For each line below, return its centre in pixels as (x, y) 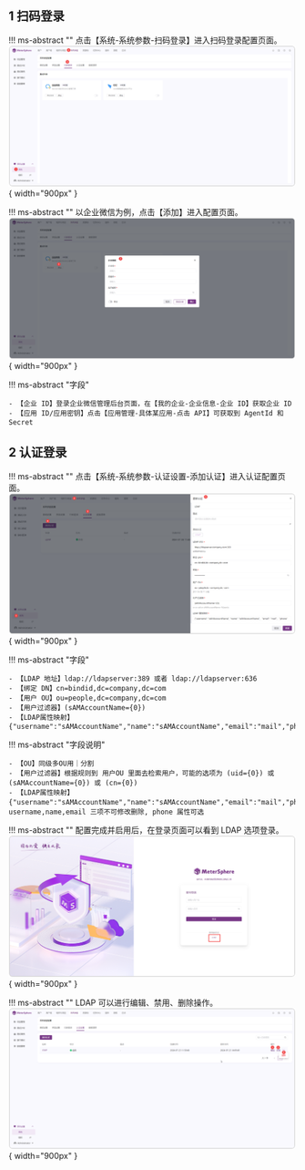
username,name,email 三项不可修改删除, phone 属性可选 (107, 812)
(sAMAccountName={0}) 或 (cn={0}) (73, 783)
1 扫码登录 (37, 16)
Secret (21, 422)
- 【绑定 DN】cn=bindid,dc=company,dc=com (87, 689)
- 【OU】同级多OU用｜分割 (51, 764)
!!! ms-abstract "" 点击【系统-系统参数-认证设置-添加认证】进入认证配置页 (147, 476)
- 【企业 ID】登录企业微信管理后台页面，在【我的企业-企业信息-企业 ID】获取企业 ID (150, 404)
